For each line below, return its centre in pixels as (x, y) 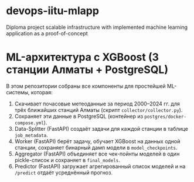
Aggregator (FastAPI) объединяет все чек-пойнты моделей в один (97, 154)
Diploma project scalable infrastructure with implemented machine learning (97, 27)
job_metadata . (31, 135)
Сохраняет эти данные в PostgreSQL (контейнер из (79, 116)
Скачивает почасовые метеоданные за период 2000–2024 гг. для (97, 104)
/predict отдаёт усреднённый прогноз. (64, 173)
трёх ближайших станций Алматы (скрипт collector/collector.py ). (98, 110)
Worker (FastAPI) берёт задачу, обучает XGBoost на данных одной (97, 141)
